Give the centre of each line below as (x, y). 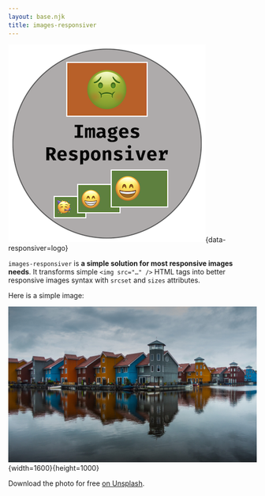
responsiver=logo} (38, 248)
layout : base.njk (37, 17)
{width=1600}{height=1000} (54, 468)
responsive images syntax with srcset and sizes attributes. (105, 280)
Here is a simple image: (46, 295)
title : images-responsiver (52, 25)
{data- (216, 239)
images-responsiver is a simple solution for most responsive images (121, 263)
